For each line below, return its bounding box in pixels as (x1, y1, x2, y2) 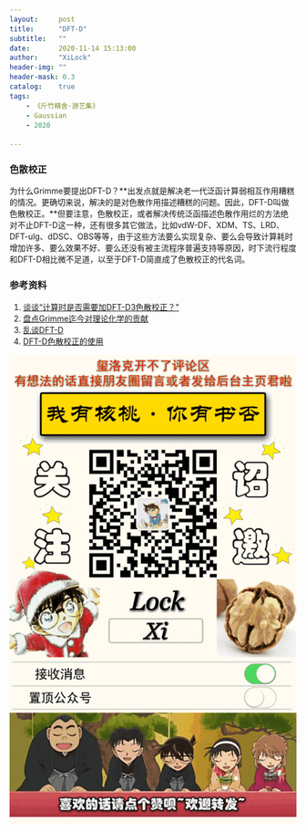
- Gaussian (25, 110, 67, 120)
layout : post (9, 15, 76, 24)
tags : (9, 91, 30, 100)
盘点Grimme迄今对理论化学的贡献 (22, 313, 148, 324)
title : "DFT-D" (9, 24, 88, 34)
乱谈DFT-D (22, 324, 64, 335)
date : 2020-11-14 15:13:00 (9, 44, 137, 53)
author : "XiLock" (9, 53, 92, 63)
